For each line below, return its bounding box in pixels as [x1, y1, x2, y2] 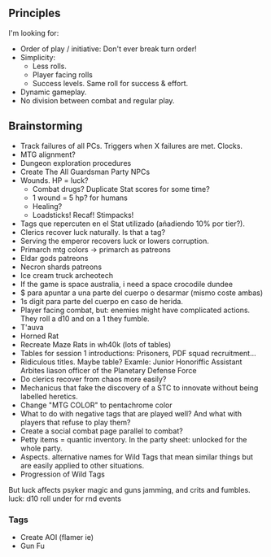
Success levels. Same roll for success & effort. [32, 78, 189, 88]
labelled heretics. [20, 391, 79, 401]
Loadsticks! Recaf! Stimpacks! [32, 210, 134, 220]
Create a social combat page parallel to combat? [20, 426, 183, 436]
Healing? [32, 201, 63, 211]
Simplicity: [20, 52, 55, 62]
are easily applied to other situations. [20, 460, 145, 470]
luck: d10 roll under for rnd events [8, 494, 122, 503]
